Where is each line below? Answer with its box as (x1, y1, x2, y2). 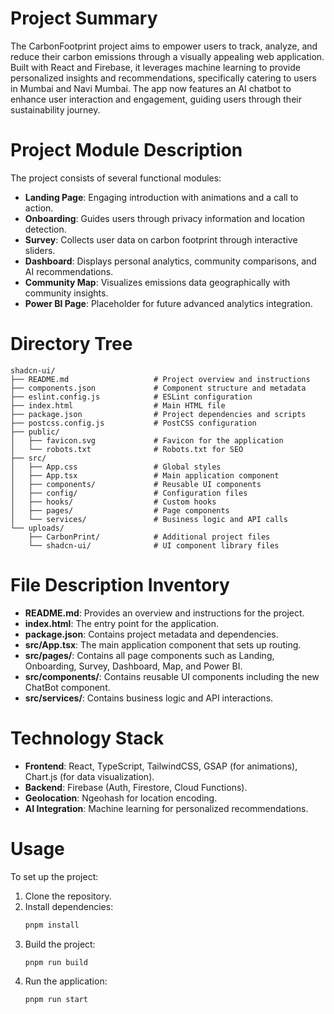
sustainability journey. (10, 103, 101, 116)
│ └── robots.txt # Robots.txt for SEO (10, 444, 244, 454)
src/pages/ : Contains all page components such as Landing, (24, 649, 275, 661)
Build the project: (24, 938, 96, 950)
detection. (24, 223, 67, 235)
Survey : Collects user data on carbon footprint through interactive (24, 233, 298, 246)
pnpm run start (24, 995, 89, 1005)
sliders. (24, 244, 56, 256)
